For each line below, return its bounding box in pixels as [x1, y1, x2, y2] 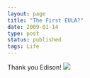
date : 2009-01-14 [7, 23, 59, 30]
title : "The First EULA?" [7, 17, 84, 24]
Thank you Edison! [7, 63, 62, 71]
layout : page [7, 10, 46, 18]
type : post [7, 30, 40, 37]
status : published [7, 37, 62, 44]
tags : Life [7, 43, 40, 50]
